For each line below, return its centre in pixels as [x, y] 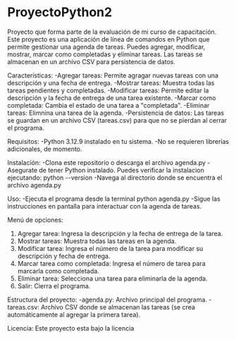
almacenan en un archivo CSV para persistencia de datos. [92, 61]
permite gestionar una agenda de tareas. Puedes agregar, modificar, [106, 47]
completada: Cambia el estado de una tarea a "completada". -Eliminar [108, 105]
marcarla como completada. [58, 271]
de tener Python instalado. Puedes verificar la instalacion [121, 170]
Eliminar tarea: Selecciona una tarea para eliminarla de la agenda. [112, 278]
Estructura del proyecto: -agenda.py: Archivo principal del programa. [107, 300]
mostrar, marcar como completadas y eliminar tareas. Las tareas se [105, 54]
